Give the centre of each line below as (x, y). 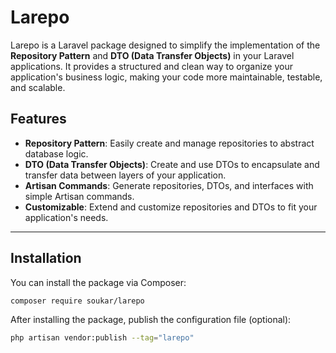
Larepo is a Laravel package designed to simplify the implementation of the (165, 45)
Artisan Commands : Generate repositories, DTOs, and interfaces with (169, 185)
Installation (46, 258)
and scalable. (38, 87)
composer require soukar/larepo (77, 301)
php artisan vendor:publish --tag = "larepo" (102, 338)
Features (38, 119)
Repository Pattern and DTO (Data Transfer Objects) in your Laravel (152, 55)
